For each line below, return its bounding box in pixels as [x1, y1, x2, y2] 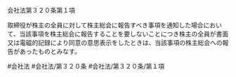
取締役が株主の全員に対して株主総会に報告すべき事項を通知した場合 [7, 21, 204, 29]
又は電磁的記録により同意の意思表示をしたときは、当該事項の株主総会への [7, 38, 223, 47]
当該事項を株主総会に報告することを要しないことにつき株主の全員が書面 [19, 30, 229, 38]
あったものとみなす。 [19, 48, 81, 55]
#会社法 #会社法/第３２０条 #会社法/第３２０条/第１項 [7, 62, 165, 70]
